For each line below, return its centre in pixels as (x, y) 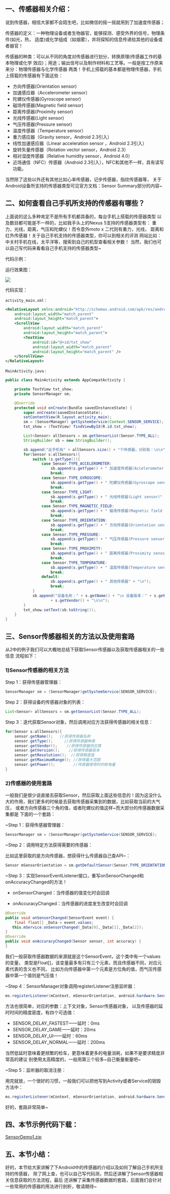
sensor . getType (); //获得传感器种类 (55, 741)
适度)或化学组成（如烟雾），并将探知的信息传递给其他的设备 (96, 39)
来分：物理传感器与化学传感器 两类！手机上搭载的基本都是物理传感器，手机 (83, 69)
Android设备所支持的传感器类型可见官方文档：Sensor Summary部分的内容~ (84, 185)
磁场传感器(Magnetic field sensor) (48, 105)
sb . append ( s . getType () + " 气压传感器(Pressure (100, 539)
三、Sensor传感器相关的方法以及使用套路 (70, 636)
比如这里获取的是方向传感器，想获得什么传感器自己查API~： (68, 856)
